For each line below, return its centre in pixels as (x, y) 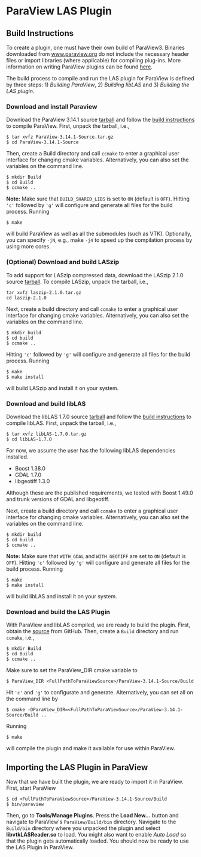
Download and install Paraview (52, 106)
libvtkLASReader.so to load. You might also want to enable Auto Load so (96, 834)
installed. (17, 457)
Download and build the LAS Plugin (58, 612)
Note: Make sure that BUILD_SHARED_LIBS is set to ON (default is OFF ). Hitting (98, 199)
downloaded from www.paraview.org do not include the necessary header (98, 54)
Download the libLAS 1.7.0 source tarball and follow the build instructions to (99, 416)
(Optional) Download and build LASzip (63, 262)
